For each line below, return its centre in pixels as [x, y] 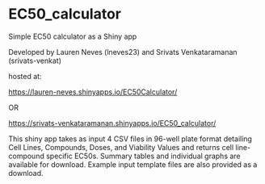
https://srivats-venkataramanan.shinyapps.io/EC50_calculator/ [112, 123]
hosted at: [25, 76]
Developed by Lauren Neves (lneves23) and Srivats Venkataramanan [123, 52]
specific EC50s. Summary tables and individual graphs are [143, 156]
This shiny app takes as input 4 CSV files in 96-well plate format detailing [130, 139]
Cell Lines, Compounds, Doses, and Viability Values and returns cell [121, 147]
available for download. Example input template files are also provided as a [133, 164]
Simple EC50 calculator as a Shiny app [73, 36]
